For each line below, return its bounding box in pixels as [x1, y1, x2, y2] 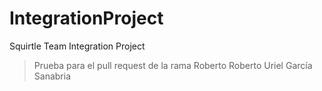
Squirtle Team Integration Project [9, 40, 146, 52]
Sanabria [33, 70, 72, 82]
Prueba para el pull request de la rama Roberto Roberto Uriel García [33, 59, 313, 71]
